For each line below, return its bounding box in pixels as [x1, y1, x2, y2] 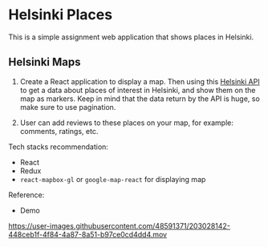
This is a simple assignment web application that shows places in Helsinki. [8, 32, 254, 42]
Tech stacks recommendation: [8, 142, 108, 152]
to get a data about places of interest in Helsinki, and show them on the [19, 85, 256, 95]
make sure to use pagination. [19, 102, 116, 111]
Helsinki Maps [8, 55, 82, 69]
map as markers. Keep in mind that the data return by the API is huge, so [19, 94, 261, 103]
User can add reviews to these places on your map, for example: [19, 118, 234, 128]
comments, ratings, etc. [19, 126, 99, 136]
